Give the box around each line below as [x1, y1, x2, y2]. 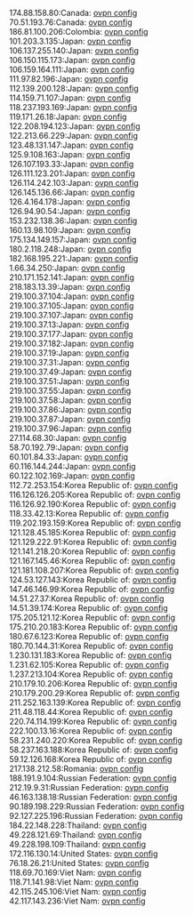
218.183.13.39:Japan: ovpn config [9, 282, 131, 292]
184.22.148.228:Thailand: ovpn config [9, 820, 147, 831]
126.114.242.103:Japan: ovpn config [9, 178, 140, 188]
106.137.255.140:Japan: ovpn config [9, 45, 140, 56]
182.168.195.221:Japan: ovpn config [9, 253, 139, 263]
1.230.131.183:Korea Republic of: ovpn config [9, 650, 172, 661]
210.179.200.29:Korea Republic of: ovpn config [9, 688, 181, 698]
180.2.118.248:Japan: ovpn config [9, 244, 132, 254]
